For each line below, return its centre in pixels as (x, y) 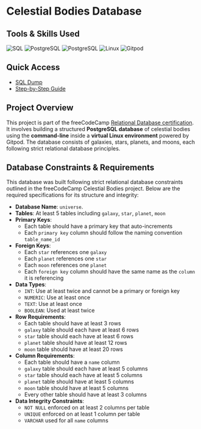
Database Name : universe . (49, 207)
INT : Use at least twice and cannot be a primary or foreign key (102, 291)
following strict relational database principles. (63, 148)
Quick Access (33, 67)
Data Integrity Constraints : (49, 401)
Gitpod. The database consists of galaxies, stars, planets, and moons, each (101, 142)
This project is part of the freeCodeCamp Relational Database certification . (100, 122)
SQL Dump (29, 82)
